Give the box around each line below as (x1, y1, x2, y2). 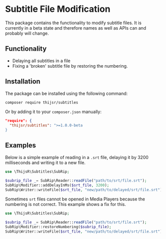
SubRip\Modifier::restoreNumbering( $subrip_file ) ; (5, 225, 112, 230)
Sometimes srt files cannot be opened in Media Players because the (5, 196, 145, 202)
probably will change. (5, 30, 49, 36)
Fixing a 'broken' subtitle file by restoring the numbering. (12, 63, 128, 69)
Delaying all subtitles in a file (12, 58, 71, 64)
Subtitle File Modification (5, 3, 111, 15)
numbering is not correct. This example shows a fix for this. (5, 201, 126, 207)
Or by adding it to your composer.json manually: (5, 109, 102, 115)
